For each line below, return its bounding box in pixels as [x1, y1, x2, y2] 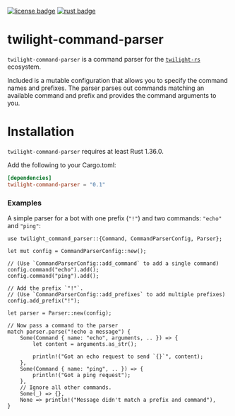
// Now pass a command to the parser [7, 322, 119, 329]
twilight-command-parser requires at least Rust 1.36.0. [7, 147, 164, 155]
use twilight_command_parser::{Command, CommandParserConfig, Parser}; [7, 235, 222, 242]
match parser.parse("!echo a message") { [7, 328, 131, 335]
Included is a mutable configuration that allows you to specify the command [7, 76, 228, 84]
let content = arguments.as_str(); [32, 340, 138, 347]
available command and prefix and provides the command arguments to [7, 91, 217, 99]
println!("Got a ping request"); [32, 371, 131, 378]
